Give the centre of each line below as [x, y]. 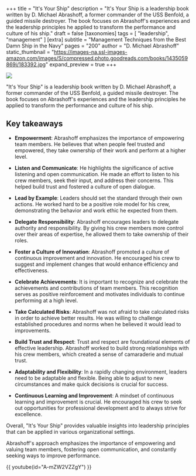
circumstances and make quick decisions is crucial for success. [91, 384]
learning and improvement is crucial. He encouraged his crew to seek [98, 402]
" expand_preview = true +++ [81, 64]
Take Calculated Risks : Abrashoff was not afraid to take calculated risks [102, 311]
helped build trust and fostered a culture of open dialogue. [85, 186]
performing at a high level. [46, 300]
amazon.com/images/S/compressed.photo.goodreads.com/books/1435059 [97, 58]
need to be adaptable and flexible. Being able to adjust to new [89, 378]
